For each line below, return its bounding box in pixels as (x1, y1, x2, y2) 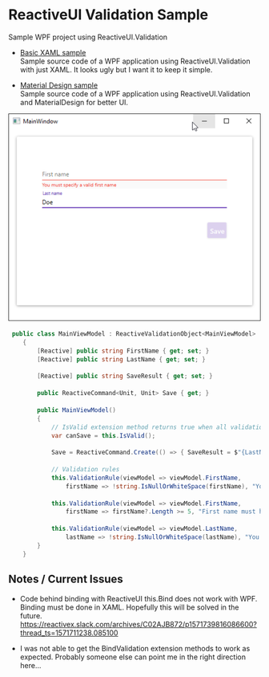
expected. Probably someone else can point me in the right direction (19, 652, 247, 662)
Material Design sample (19, 80, 98, 90)
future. (19, 610, 42, 620)
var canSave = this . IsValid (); (50, 431, 156, 439)
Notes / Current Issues (8, 573, 124, 586)
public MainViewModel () (37, 406, 116, 414)
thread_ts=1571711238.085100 (19, 628, 118, 638)
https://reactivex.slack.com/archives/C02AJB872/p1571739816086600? (19, 619, 258, 629)
